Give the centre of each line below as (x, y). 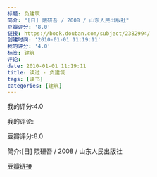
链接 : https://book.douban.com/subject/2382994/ (79, 33)
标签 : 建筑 (21, 53)
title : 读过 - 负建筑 (36, 72)
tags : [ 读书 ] (25, 79)
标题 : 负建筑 (24, 14)
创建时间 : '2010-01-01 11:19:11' (54, 40)
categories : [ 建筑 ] (35, 86)
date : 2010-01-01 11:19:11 (47, 66)
